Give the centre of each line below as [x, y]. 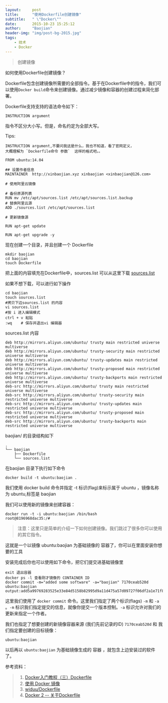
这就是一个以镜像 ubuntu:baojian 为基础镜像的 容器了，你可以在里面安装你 [81, 545]
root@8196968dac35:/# [28, 518]
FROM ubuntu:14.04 [24, 160]
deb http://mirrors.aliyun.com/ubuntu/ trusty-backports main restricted [84, 378]
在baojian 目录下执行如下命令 [35, 468]
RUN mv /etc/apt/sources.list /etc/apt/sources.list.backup [69, 198]
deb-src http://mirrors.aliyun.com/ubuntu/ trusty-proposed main [74, 413]
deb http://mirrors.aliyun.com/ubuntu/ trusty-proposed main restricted [82, 369]
